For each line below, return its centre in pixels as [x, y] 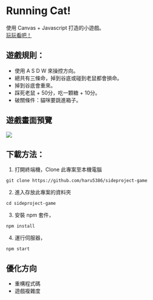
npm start [18, 249]
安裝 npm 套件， [34, 215]
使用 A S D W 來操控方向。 [46, 70]
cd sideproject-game [31, 204]
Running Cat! [39, 11]
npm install [20, 226]
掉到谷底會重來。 [35, 85]
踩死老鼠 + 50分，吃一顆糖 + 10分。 [57, 93]
